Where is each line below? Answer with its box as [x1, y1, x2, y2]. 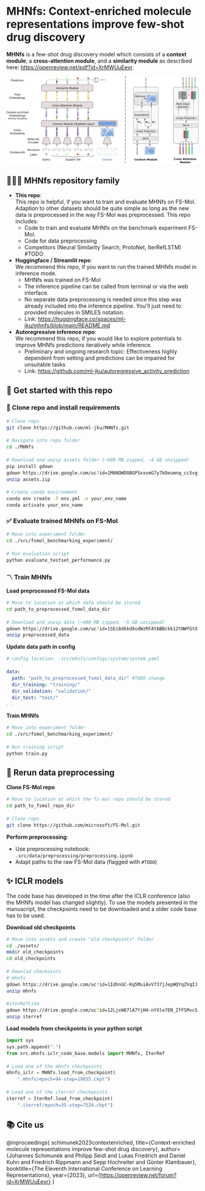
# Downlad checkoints [6, 969, 62, 975]
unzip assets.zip [6, 476, 51, 482]
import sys [6, 1037, 34, 1044]
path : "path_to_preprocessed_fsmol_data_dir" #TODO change [12, 675, 165, 681]
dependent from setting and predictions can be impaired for [24, 354, 175, 362]
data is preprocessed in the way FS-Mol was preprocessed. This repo [15, 211, 191, 219]
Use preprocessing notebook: [15, 845, 90, 852]
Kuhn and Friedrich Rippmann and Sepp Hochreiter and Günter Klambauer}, [6, 1159, 196, 1166]
